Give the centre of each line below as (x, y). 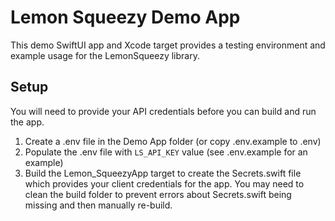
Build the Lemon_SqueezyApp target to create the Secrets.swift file (163, 173)
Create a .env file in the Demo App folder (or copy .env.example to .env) (173, 141)
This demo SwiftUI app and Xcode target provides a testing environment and (168, 45)
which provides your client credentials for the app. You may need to (164, 183)
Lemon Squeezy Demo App (125, 17)
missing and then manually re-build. (98, 205)
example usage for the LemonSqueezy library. (105, 55)
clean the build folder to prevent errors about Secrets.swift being (158, 194)
